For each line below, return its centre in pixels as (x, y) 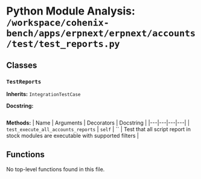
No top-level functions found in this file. (56, 169)
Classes (22, 65)
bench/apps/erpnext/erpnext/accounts (101, 34)
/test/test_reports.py (63, 44)
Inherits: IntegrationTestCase (43, 94)
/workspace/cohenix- (58, 23)
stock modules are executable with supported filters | (72, 135)
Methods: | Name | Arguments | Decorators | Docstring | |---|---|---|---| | (98, 123)
